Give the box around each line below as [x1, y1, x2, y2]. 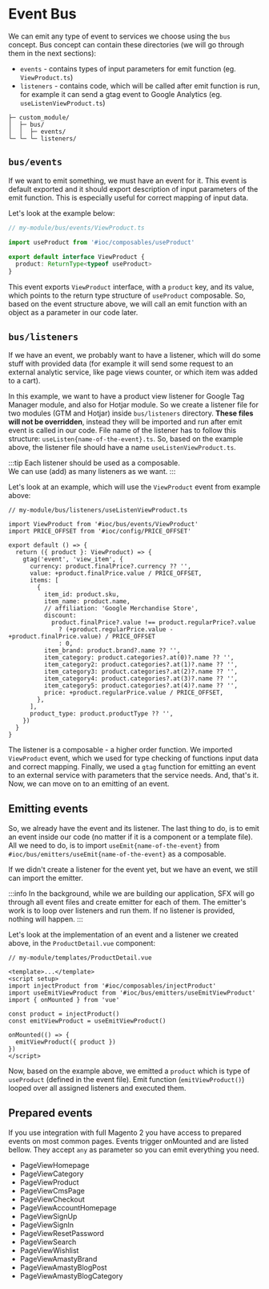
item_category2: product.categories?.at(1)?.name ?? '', [43, 660, 239, 668]
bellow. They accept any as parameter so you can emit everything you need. [8, 1145, 259, 1154]
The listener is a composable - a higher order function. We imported [8, 744, 233, 754]
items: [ [29, 576, 59, 584]
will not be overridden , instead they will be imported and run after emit [8, 416, 243, 426]
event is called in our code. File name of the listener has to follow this [8, 425, 237, 435]
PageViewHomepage [19, 1160, 90, 1169]
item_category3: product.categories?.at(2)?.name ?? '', [43, 667, 239, 675]
